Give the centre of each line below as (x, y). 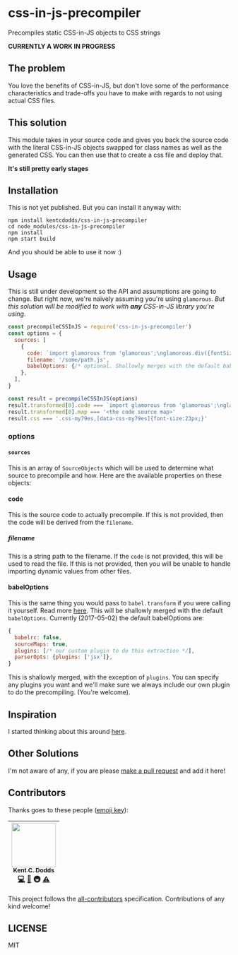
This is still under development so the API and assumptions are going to (112, 292)
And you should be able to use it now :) (65, 252)
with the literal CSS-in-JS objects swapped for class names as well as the (115, 147)
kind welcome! (29, 906)
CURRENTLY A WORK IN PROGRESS (62, 46)
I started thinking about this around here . (67, 731)
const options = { (35, 333)
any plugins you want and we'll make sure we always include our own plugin (119, 685)
